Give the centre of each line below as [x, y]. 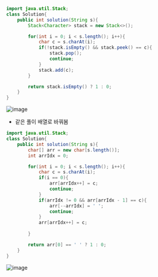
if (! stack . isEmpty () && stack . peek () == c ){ [95, 48]
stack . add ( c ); [56, 70]
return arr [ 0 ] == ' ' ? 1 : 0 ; [67, 244]
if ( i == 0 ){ [53, 178]
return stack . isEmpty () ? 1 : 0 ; [70, 87]
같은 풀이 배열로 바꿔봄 [42, 122]
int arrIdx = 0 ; [48, 156]
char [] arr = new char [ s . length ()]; [74, 150]
